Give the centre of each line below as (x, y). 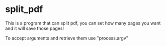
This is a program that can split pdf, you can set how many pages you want (83, 23)
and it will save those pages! (35, 28)
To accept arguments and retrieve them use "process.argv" (67, 38)
